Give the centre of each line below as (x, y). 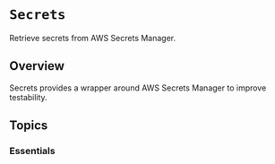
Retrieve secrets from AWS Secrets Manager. (93, 38)
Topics (29, 126)
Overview (37, 66)
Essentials (32, 151)
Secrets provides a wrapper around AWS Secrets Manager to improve (138, 88)
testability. (28, 97)
